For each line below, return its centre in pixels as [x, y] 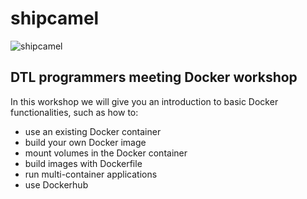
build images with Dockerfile [83, 163]
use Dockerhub [56, 184]
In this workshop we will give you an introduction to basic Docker [144, 101]
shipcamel [55, 18]
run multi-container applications [91, 174]
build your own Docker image [85, 142]
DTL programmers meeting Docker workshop [154, 77]
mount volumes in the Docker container [106, 153]
